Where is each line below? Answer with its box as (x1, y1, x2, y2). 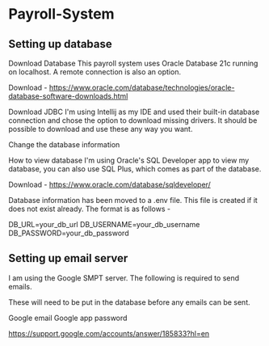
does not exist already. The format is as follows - (8, 204, 171, 213)
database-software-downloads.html (8, 91, 128, 101)
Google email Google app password (8, 313, 128, 323)
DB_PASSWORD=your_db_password (8, 228, 129, 238)
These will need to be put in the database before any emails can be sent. (8, 297, 250, 307)
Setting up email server (8, 251, 128, 265)
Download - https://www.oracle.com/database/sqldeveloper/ (8, 179, 212, 189)
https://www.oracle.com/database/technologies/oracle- (48, 82, 235, 92)
